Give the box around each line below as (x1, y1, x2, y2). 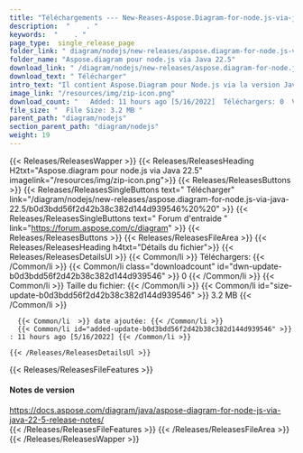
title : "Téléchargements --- (9, 13, 119, 23)
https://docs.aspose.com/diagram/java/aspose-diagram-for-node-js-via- (9, 405, 281, 416)
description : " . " (9, 22, 99, 31)
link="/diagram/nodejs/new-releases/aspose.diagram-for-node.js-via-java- (9, 193, 290, 204)
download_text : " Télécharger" (9, 72, 127, 81)
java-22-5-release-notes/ (9, 414, 105, 425)
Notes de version (9, 384, 75, 395)
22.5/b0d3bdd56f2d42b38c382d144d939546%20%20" (9, 203, 220, 214)
